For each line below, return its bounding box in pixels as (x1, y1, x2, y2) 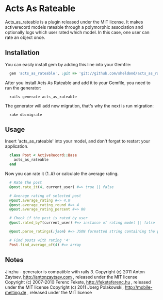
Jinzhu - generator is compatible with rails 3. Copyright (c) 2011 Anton (5, 268, 145, 275)
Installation (5, 49, 40, 57)
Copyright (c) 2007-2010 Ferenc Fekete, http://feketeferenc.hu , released (5, 279, 151, 285)
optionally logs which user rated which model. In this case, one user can (5, 29, 149, 35)
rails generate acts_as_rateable (9, 94, 77, 99)
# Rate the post (9, 180, 42, 185)
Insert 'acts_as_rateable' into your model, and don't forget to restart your (5, 138, 150, 144)
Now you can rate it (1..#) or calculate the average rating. (5, 171, 119, 176)
